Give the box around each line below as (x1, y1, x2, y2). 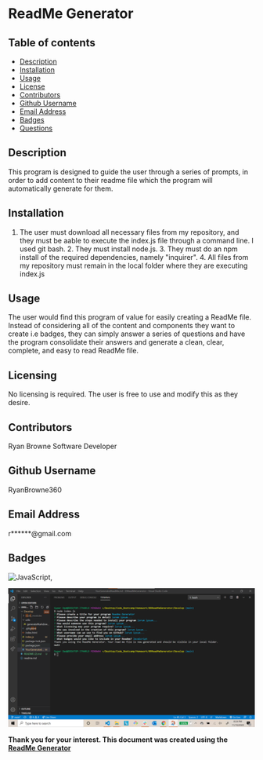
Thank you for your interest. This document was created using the (8, 735, 229, 744)
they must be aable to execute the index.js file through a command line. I (19, 236, 254, 245)
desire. (8, 398, 31, 407)
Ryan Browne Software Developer (8, 441, 117, 451)
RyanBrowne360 (8, 484, 63, 495)
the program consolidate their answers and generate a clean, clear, (8, 338, 225, 347)
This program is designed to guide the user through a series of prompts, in (8, 166, 249, 177)
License (19, 82, 45, 91)
